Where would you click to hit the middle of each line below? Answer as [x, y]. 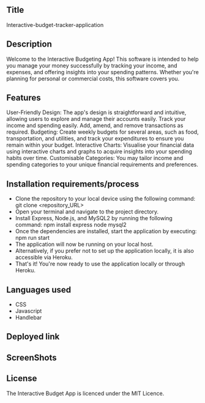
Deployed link [33, 337]
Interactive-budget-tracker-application [55, 25]
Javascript [28, 311]
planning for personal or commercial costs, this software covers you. [93, 79]
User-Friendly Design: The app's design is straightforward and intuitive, [96, 112]
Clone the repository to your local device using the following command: [105, 199]
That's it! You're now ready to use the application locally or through [100, 264]
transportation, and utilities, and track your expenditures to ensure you [95, 139]
